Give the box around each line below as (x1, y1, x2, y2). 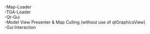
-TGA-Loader (4, 9, 31, 15)
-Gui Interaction (4, 24, 36, 30)
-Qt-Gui (4, 14, 20, 20)
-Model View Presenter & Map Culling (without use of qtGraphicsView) (4, 19, 146, 25)
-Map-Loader (4, 4, 32, 10)
